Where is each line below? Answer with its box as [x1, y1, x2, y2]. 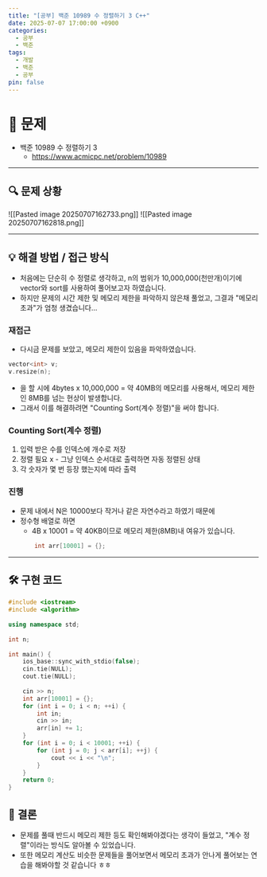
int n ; [8, 635, 30, 644]
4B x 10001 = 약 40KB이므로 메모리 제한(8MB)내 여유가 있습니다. [31, 526, 236, 535]
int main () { [8, 650, 52, 658]
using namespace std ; [8, 621, 80, 629]
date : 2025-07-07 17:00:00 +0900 [8, 19, 119, 27]
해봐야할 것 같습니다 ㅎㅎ [34, 859, 111, 869]
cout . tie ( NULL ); [22, 672, 77, 681]
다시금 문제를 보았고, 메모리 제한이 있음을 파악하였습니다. [19, 344, 196, 354]
